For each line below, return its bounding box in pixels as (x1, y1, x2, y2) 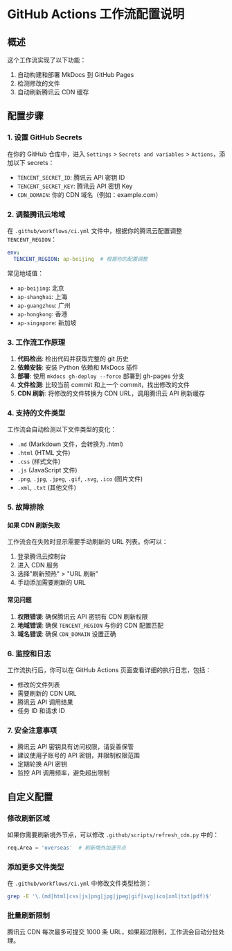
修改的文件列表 (17, 680, 60, 689)
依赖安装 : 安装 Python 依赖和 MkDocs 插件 (17, 363, 139, 372)
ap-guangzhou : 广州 (17, 301, 71, 309)
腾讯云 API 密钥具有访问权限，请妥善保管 (17, 743, 134, 751)
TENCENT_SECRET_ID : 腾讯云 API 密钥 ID (17, 173, 125, 181)
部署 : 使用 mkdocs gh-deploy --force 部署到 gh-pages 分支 (17, 372, 185, 380)
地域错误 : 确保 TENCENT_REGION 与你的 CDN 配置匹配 (17, 621, 164, 629)
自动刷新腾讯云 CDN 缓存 (17, 88, 89, 96)
